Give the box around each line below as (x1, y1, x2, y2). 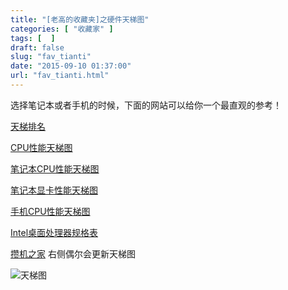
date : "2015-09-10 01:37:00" (10, 61, 132, 71)
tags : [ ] (10, 33, 56, 43)
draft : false (10, 42, 65, 53)
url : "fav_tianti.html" (10, 71, 110, 81)
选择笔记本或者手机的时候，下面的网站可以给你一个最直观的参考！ (10, 99, 282, 111)
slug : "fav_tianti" (10, 52, 92, 62)
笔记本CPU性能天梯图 (10, 162, 100, 175)
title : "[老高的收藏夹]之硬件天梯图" (10, 14, 150, 25)
